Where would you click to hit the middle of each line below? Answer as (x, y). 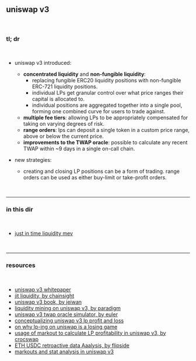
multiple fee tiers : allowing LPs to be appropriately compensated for (106, 118)
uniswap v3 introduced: (43, 63)
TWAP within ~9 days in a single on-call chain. (79, 149)
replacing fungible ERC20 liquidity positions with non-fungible (106, 81)
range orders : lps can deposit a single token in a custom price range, (106, 130)
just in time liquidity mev (43, 234)
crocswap (27, 339)
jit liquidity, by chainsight (44, 296)
